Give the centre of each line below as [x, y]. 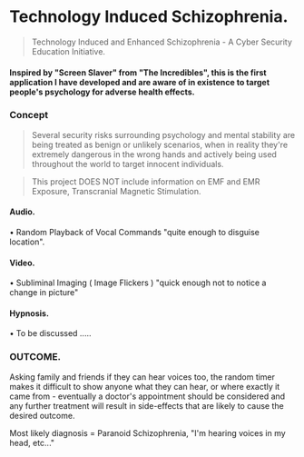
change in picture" [44, 293]
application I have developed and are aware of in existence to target [140, 82]
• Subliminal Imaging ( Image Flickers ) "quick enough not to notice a [138, 283]
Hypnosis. [29, 313]
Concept [29, 115]
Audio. [23, 212]
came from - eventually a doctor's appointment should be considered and [147, 396]
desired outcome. [42, 415]
